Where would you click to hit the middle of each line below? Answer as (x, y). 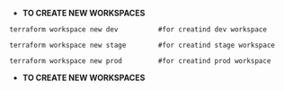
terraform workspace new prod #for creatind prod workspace (140, 61)
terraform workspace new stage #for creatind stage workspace (142, 45)
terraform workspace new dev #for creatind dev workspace (138, 30)
